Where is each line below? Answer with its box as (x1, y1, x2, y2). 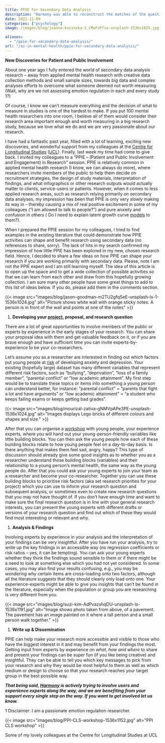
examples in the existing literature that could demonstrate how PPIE (5, 232, 142, 237)
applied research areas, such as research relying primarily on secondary (5, 191, 152, 196)
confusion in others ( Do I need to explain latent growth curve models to (5, 212, 151, 218)
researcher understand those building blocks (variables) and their (5, 457, 138, 463)
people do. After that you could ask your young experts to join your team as (5, 468, 158, 473)
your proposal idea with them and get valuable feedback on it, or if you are (5, 334, 156, 340)
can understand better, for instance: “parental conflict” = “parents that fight (5, 386, 158, 391)
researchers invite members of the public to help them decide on (5, 170, 137, 176)
